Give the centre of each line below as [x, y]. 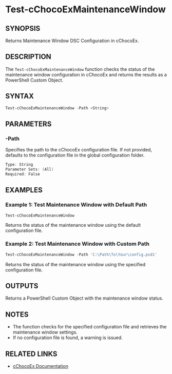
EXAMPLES [24, 190]
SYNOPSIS [23, 28]
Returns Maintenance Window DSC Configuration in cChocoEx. [72, 41]
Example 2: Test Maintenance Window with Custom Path [78, 244]
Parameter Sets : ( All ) [30, 170]
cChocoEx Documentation [40, 366]
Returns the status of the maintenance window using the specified [75, 264]
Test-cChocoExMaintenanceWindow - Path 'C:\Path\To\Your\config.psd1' [81, 254]
